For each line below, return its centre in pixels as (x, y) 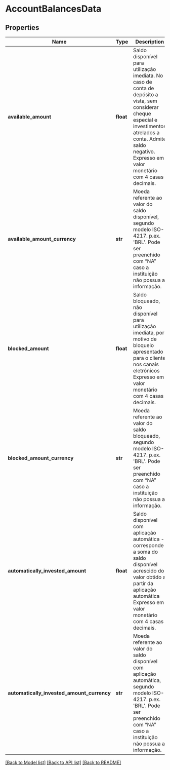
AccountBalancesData (53, 9)
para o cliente (150, 358)
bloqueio (144, 345)
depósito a (146, 94)
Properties (22, 28)
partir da (143, 583)
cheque (142, 113)
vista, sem (145, 101)
